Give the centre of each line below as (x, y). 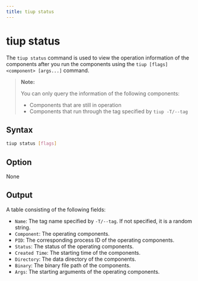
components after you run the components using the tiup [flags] (87, 64)
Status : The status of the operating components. (74, 246)
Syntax (20, 129)
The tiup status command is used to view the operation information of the (98, 58)
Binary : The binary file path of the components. (73, 265)
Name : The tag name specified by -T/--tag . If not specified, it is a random (103, 221)
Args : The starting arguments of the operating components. (87, 271)
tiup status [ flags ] (32, 143)
